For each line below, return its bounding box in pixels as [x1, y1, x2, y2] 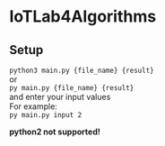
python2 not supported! [9, 126, 100, 137]
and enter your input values [9, 92, 111, 102]
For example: [9, 101, 58, 112]
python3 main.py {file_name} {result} [9, 66, 154, 75]
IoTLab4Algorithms [9, 6, 157, 27]
